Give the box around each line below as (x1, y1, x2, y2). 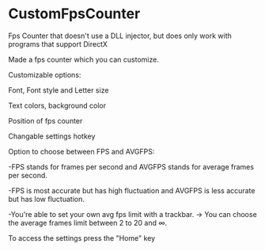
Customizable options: (8, 70, 81, 79)
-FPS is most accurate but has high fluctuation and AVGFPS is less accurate (8, 185, 256, 195)
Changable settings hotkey (8, 131, 96, 141)
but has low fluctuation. (8, 194, 85, 203)
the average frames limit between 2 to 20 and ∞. (8, 218, 168, 227)
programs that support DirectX (8, 39, 108, 48)
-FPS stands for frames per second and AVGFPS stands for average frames (8, 162, 255, 171)
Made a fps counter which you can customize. (8, 55, 160, 64)
